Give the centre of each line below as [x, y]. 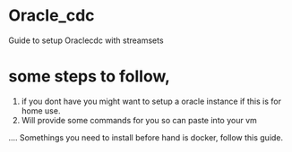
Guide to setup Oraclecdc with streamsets [86, 40]
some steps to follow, [90, 76]
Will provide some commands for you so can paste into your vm [139, 120]
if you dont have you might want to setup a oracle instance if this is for [151, 101]
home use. [41, 110]
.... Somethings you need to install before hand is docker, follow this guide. [146, 137]
